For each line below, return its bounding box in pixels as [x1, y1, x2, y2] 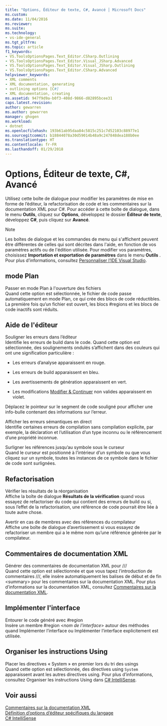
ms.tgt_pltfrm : [5, 40, 37, 45]
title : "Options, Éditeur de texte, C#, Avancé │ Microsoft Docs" [5, 7, 146, 12]
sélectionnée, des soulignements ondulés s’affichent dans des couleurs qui [5, 344, 160, 350]
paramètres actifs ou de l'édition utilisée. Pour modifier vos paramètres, [5, 246, 153, 252]
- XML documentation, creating [5, 91, 70, 96]
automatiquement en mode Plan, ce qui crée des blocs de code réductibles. [5, 295, 161, 301]
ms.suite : [5, 26, 26, 31]
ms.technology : [5, 30, 37, 35]
